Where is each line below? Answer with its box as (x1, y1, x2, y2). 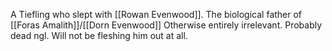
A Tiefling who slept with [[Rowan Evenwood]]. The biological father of (10, 9, 303, 20)
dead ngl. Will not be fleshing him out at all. (10, 30, 188, 41)
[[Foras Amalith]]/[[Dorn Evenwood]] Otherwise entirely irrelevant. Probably (10, 19, 323, 31)
